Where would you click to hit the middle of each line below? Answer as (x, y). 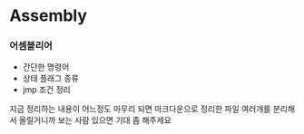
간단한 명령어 (46, 67)
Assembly (49, 16)
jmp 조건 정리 (46, 90)
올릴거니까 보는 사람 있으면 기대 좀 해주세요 (95, 120)
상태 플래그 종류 (50, 79)
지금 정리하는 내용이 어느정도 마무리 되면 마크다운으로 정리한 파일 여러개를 (140, 109)
